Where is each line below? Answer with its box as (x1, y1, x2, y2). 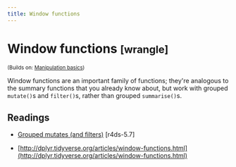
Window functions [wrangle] (7, 40, 169, 56)
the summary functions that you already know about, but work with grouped (7, 84, 228, 92)
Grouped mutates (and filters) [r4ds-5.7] (17, 130, 135, 139)
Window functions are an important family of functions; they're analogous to (7, 76, 229, 85)
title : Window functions (7, 10, 80, 18)
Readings (7, 111, 50, 123)
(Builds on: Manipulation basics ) (7, 64, 85, 71)
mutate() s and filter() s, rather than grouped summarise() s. (7, 91, 182, 99)
